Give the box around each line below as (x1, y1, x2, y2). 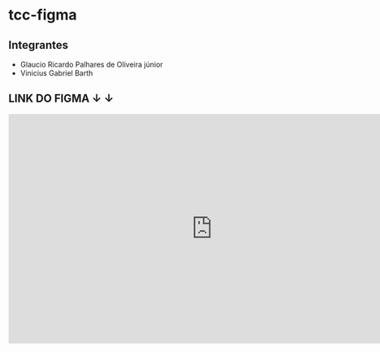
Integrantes (8, 38, 69, 52)
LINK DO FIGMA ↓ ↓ (8, 92, 114, 106)
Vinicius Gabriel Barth (19, 68, 93, 78)
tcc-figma (8, 6, 77, 24)
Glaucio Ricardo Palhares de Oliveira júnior (19, 59, 164, 69)
